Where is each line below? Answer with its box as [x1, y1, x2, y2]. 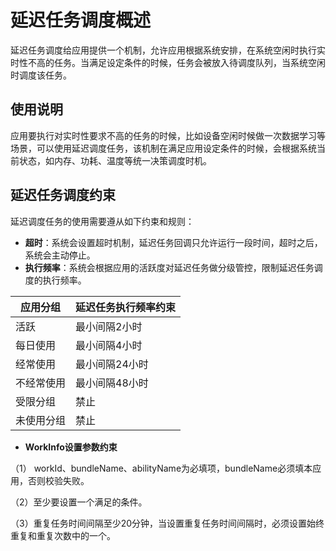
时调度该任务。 [10, 69, 72, 81]
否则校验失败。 [27, 474, 90, 486]
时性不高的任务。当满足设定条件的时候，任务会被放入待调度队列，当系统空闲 [10, 56, 326, 68]
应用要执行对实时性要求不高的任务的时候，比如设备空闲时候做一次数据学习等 [10, 129, 326, 141]
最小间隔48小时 [75, 376, 149, 390]
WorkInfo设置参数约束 [24, 441, 118, 453]
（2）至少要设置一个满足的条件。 [10, 496, 148, 508]
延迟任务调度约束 [10, 187, 116, 204]
